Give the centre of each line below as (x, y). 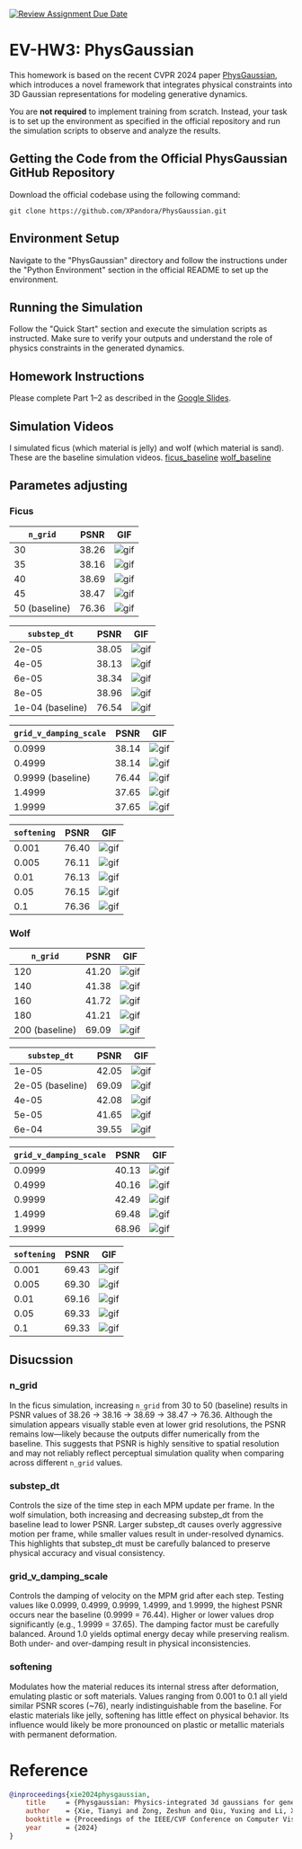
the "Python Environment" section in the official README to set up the (139, 270)
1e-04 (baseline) (51, 707)
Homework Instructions (77, 376)
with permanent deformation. (63, 1734)
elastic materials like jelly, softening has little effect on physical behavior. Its (149, 1715)
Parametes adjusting (69, 486)
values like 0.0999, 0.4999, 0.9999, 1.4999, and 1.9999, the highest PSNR (146, 1606)
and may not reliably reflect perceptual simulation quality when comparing (147, 1453)
